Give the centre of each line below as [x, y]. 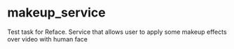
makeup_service [57, 13]
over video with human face [47, 39]
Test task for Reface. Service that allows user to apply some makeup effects [117, 32]
